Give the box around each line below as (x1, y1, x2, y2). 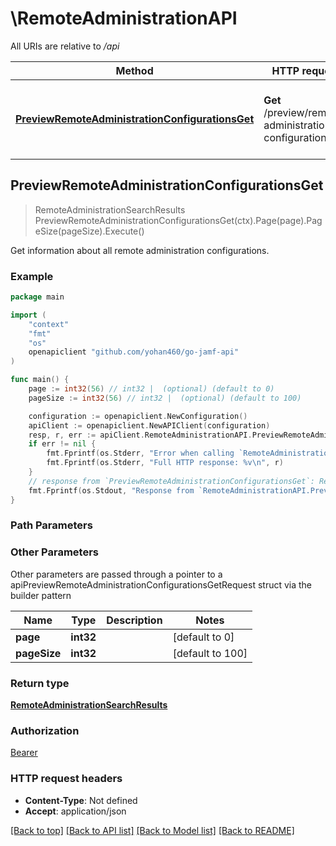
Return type (10, 676, 70, 690)
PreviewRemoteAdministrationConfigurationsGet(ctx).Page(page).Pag (34, 214, 323, 226)
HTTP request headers (10, 772, 123, 786)
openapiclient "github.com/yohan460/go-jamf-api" (28, 347, 240, 357)
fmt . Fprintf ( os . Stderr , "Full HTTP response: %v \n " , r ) (46, 458, 284, 468)
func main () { (10, 375, 70, 385)
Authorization (10, 723, 80, 737)
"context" (28, 319, 70, 329)
